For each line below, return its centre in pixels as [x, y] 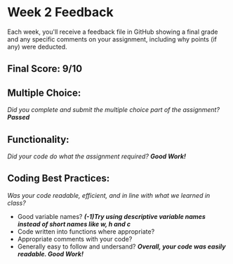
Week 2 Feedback [60, 12]
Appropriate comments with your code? [75, 239]
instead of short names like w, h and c [74, 224]
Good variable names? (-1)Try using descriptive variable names [111, 216]
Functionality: [38, 139]
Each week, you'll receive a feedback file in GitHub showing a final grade [113, 32]
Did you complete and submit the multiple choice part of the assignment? [113, 110]
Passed [19, 118]
